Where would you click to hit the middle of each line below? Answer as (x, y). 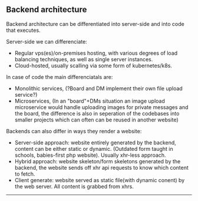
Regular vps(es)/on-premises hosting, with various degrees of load (96, 53)
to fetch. (25, 174)
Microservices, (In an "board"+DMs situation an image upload (90, 101)
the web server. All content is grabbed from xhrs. (74, 186)
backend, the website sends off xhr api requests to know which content (101, 167)
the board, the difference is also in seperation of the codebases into (97, 113)
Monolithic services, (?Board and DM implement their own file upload (98, 88)
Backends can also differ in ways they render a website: (74, 131)
